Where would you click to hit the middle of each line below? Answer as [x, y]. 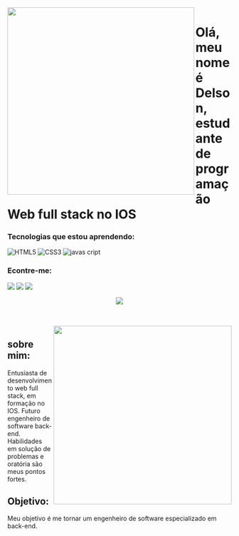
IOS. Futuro [24, 410]
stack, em [22, 395]
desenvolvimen [30, 380]
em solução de [29, 448]
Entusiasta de [27, 373]
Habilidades [25, 441]
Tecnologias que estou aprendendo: [71, 237]
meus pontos [27, 471]
